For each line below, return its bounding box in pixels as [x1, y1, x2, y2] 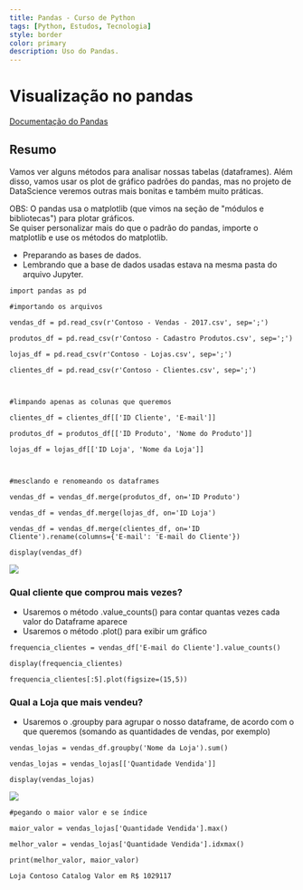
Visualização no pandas [9, 86, 194, 107]
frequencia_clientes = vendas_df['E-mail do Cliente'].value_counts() [9, 643, 281, 653]
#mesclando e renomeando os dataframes [9, 477, 160, 486]
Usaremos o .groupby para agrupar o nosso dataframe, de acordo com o [22, 717, 295, 728]
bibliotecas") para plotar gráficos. [9, 212, 136, 223]
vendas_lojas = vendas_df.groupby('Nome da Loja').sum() [9, 744, 229, 753]
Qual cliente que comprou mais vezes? [9, 585, 183, 598]
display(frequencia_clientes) [9, 659, 124, 669]
